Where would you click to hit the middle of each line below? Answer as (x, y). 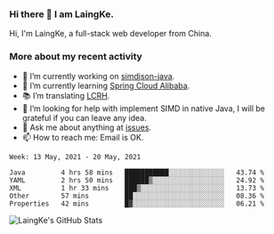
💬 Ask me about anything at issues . (87, 127)
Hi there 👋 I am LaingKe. (61, 14)
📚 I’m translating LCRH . (66, 95)
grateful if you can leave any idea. (84, 117)
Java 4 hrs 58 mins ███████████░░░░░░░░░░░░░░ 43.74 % (137, 173)
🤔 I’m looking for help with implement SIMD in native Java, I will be (143, 108)
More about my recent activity (76, 57)
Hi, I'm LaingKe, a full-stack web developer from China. (110, 34)
